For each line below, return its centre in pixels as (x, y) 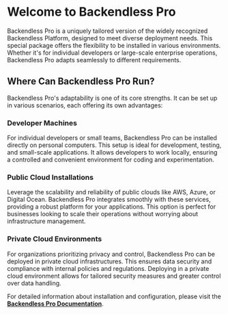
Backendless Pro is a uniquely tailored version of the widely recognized (108, 31)
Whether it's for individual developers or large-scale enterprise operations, (112, 53)
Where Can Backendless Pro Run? (81, 82)
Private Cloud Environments (55, 239)
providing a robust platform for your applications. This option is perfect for (112, 207)
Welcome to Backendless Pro (91, 12)
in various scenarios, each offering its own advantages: (85, 105)
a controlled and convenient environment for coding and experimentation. (111, 160)
